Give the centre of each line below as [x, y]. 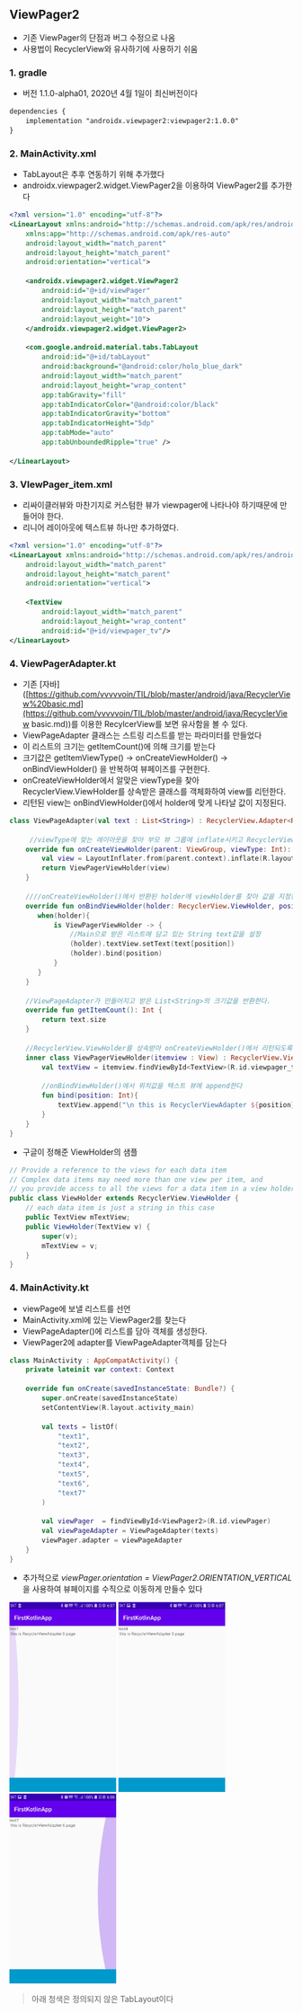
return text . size [74, 1020]
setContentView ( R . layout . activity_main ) [118, 1407]
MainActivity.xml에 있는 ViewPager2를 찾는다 [104, 1319]
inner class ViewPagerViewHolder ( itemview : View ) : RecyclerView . [154, 1058]
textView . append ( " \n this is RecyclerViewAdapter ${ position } [176, 1105]
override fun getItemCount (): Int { [94, 1010]
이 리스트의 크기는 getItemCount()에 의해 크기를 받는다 [119, 746]
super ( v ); [60, 1236]
